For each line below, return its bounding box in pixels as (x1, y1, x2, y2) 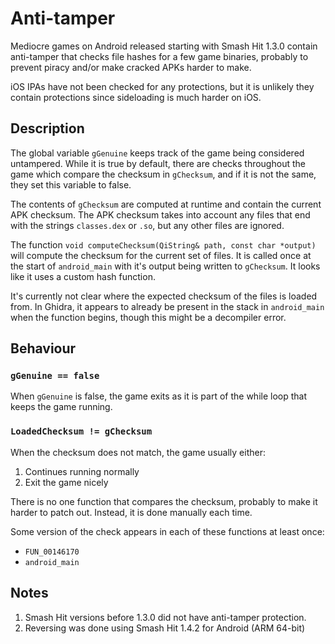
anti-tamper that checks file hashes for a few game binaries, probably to (10, 50, 309, 62)
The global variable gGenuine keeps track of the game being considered (10, 147, 305, 159)
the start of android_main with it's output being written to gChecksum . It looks (10, 260, 321, 272)
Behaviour (10, 340, 77, 357)
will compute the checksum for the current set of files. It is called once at (10, 249, 312, 261)
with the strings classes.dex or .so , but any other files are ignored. (10, 219, 285, 231)
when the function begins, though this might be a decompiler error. (10, 311, 287, 323)
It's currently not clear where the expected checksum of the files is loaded (10, 290, 318, 302)
